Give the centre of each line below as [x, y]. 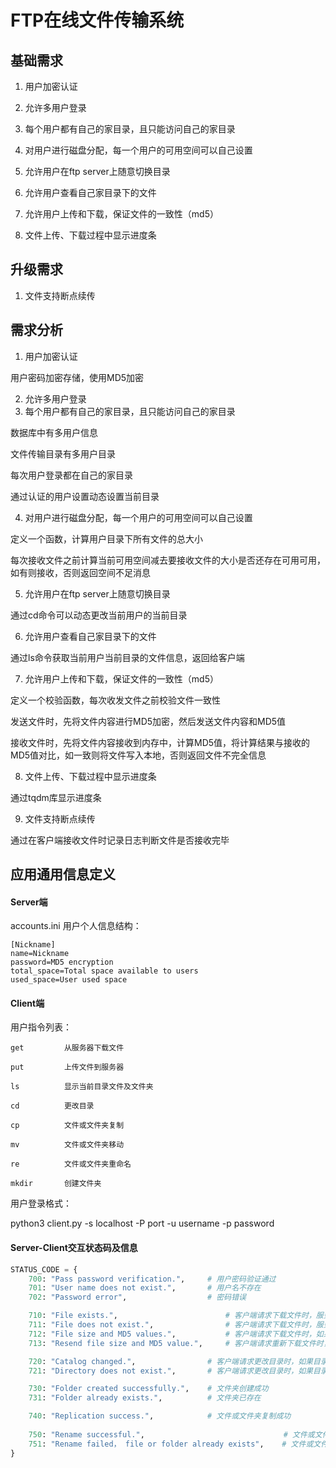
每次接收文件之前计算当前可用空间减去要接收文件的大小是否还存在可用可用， [168, 560]
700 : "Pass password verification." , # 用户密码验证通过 [152, 1279]
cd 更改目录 [52, 1106]
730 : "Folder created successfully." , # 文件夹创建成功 [148, 1389]
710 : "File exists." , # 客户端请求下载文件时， [172, 1316]
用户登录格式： [41, 1203]
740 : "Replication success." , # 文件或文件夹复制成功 [160, 1416]
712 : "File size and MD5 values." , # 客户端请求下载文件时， [172, 1334]
